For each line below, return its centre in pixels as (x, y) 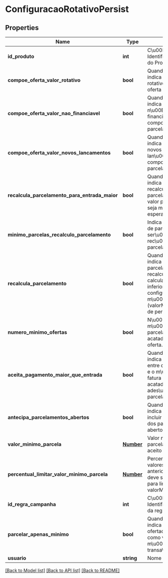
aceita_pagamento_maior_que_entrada (55, 375)
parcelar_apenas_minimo (38, 534)
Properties (22, 28)
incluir (154, 417)
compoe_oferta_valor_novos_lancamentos (59, 153)
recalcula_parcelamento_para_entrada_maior (63, 195)
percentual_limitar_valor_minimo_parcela (58, 474)
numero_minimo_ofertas (37, 332)
